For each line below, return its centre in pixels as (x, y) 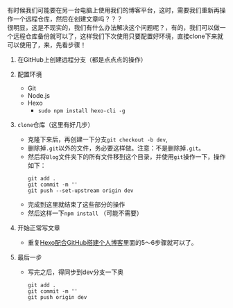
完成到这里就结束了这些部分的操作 (76, 204)
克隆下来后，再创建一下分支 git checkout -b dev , (97, 139)
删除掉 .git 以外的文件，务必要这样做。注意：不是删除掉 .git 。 (116, 148)
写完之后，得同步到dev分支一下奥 (75, 272)
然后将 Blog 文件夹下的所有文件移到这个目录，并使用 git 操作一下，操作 (127, 157)
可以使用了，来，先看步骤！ (47, 45)
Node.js (39, 95)
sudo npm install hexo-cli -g (81, 111)
